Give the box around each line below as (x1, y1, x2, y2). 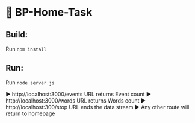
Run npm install (5, 45, 47, 52)
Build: (5, 30, 28, 40)
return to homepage (5, 110, 55, 117)
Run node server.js (5, 78, 55, 86)
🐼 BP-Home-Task (5, 5, 93, 19)
